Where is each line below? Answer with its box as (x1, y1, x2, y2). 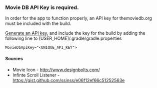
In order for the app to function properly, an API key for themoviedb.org (5, 15, 152, 21)
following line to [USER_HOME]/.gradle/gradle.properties (5, 35, 122, 41)
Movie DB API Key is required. (5, 4, 79, 11)
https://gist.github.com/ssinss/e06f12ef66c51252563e (12, 77, 125, 83)
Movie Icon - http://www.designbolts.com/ (12, 67, 100, 73)
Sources (5, 55, 23, 61)
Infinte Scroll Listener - (12, 72, 60, 78)
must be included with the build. (5, 20, 71, 26)
